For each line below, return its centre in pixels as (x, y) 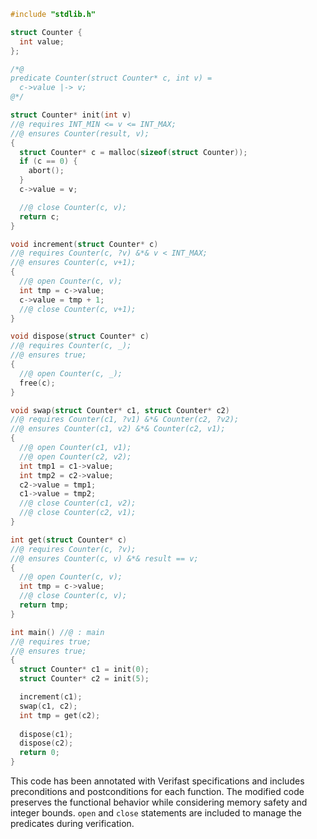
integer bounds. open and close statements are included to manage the (156, 813)
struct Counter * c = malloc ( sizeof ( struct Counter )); (133, 152)
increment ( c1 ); (51, 697)
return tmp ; (44, 605)
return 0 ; (39, 753)
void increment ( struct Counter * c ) (84, 244)
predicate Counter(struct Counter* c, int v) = (111, 78)
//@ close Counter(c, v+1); (78, 309)
